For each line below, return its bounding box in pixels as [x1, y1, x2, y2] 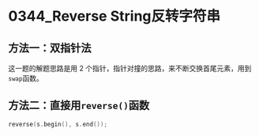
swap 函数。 [8, 74, 43, 83]
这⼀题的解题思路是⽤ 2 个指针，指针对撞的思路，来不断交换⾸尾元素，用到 [8, 64, 252, 73]
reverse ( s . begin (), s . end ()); [8, 120, 108, 128]
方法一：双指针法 [8, 41, 92, 55]
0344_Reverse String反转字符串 [8, 7, 221, 25]
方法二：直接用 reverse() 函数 [8, 99, 150, 112]
